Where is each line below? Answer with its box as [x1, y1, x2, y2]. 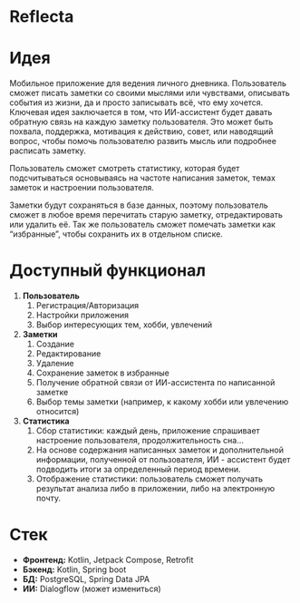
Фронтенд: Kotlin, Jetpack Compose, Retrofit [22, 555, 194, 565]
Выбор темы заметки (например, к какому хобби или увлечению [35, 396, 289, 407]
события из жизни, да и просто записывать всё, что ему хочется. [9, 97, 264, 108]
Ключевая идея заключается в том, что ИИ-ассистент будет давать [9, 107, 273, 118]
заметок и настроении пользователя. [9, 182, 154, 193]
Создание [35, 338, 75, 350]
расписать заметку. [9, 145, 86, 156]
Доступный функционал [9, 260, 207, 281]
